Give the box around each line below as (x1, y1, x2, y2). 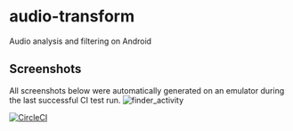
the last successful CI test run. (9, 94, 121, 105)
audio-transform (9, 6, 135, 27)
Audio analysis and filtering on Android (9, 36, 152, 46)
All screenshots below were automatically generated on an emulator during (9, 85, 285, 95)
